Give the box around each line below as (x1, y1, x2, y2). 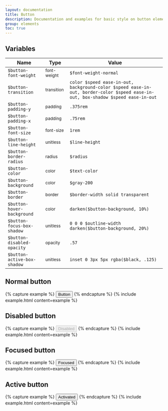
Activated (58, 395, 76, 400)
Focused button (5, 346, 55, 355)
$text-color (69, 168, 98, 174)
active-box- (7, 257, 36, 262)
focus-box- (7, 223, 33, 229)
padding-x (7, 118, 31, 124)
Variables (5, 44, 36, 53)
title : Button (5, 12, 35, 17)
